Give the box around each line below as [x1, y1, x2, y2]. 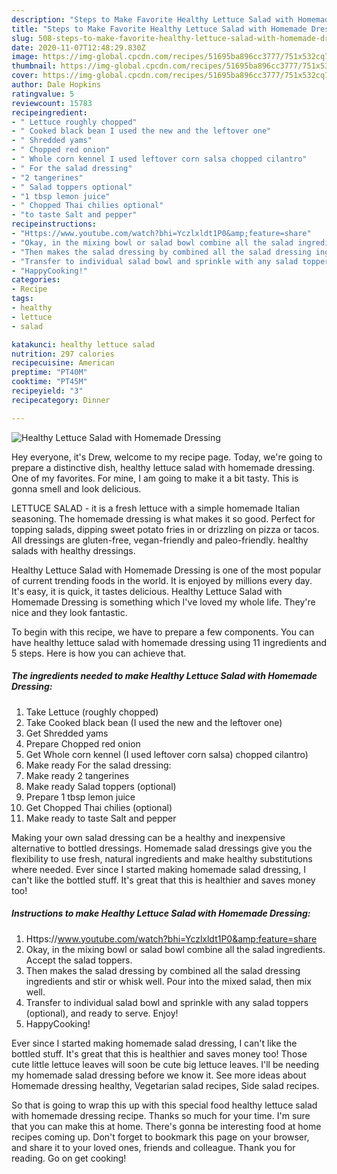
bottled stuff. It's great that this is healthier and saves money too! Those [11, 1047, 308, 1060]
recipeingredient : [11, 107, 88, 118]
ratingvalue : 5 [11, 89, 75, 99]
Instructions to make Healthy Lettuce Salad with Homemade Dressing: [11, 907, 311, 920]
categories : [11, 275, 61, 285]
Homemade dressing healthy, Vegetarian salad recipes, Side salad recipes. [11, 1079, 320, 1091]
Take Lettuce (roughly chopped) [25, 706, 159, 718]
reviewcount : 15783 [11, 98, 93, 108]
